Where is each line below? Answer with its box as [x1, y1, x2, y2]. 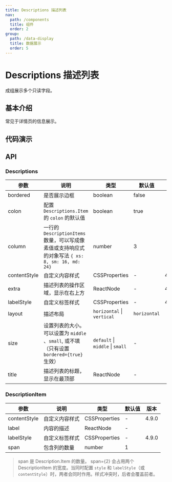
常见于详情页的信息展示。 [5, 118, 59, 125]
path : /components [10, 17, 50, 22]
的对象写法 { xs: [43, 252, 84, 259]
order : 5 [10, 46, 29, 51]
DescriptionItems [43, 231, 86, 236]
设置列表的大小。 [43, 322, 85, 329]
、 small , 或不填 [43, 337, 80, 345]
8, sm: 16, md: [43, 259, 80, 265]
